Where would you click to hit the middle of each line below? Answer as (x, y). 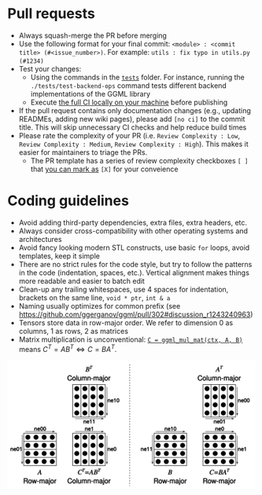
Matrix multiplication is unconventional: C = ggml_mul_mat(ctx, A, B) (131, 339)
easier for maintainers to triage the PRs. (83, 152)
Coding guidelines (68, 201)
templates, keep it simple (59, 255)
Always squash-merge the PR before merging (92, 35)
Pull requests (51, 14)
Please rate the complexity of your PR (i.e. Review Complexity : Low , (129, 135)
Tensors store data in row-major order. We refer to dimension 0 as (126, 322)
